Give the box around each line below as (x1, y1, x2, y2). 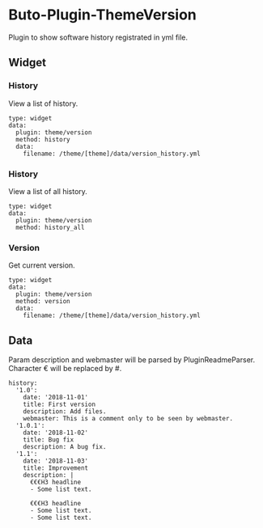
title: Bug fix (23, 436, 74, 444)
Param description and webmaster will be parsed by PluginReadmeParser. (8, 355, 256, 365)
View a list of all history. (8, 186, 87, 196)
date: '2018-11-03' (23, 457, 89, 466)
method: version (15, 298, 70, 306)
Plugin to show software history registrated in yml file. (8, 32, 189, 42)
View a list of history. (8, 99, 78, 108)
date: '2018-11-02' (23, 429, 89, 437)
